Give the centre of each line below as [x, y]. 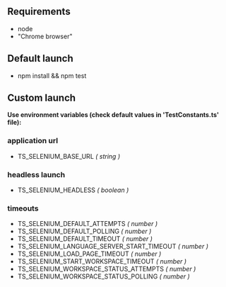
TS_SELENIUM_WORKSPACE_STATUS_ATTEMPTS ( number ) [107, 269]
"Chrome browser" [45, 36]
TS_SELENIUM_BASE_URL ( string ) [69, 156]
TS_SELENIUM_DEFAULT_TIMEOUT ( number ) [85, 239]
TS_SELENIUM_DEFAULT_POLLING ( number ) [84, 231]
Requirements [39, 12]
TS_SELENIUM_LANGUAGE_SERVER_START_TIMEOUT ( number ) [113, 247]
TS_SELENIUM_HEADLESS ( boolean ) [73, 190]
